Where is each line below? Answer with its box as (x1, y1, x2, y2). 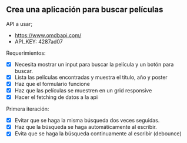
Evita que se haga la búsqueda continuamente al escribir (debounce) (14, 130, 182, 137)
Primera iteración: (6, 105, 49, 112)
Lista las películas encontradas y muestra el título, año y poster (14, 74, 168, 81)
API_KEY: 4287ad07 (14, 38, 63, 45)
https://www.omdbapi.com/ (14, 32, 82, 39)
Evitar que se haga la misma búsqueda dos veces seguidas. (14, 117, 160, 124)
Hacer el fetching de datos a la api (14, 94, 98, 101)
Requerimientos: (6, 49, 46, 56)
